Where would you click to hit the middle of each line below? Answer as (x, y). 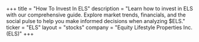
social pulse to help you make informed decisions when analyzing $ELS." (96, 21)
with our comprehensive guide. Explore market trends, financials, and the (96, 15)
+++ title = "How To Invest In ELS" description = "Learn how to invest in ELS (100, 9)
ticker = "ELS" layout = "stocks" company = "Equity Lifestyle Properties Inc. (99, 27)
